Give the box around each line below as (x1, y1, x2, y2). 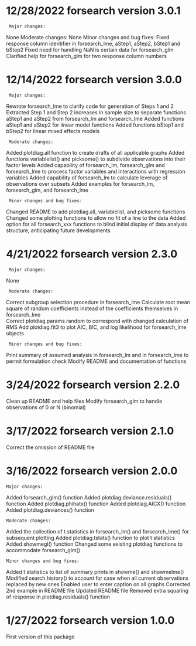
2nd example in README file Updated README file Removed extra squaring (6, 587, 189, 594)
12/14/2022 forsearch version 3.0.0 (6, 73, 183, 86)
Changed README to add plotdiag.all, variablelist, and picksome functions (6, 208, 185, 215)
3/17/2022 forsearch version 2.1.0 (6, 424, 174, 437)
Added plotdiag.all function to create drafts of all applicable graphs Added (6, 149, 185, 156)
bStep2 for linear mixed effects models (6, 127, 100, 134)
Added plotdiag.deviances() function (6, 506, 95, 514)
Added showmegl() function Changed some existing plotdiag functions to (6, 540, 183, 548)
